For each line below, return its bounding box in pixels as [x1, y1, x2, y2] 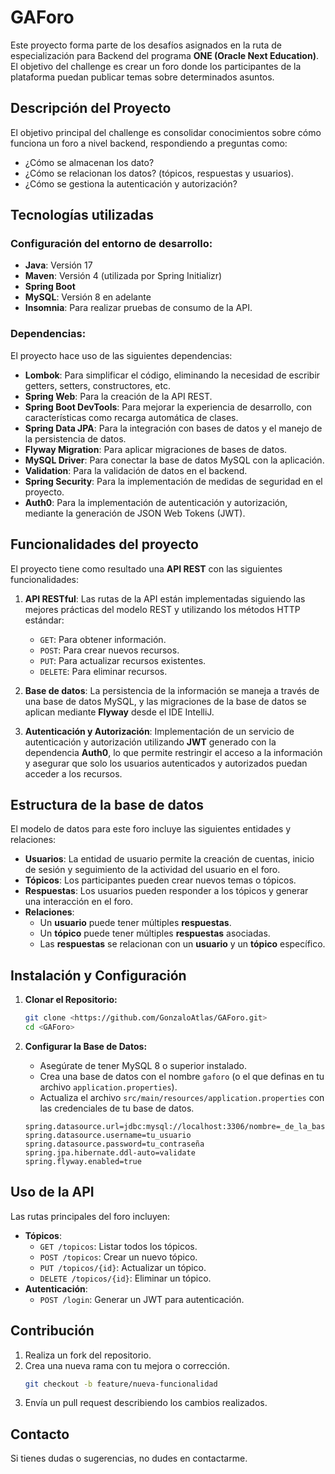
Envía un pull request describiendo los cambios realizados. [24, 1397, 268, 1409]
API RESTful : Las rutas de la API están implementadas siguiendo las [24, 592, 306, 605]
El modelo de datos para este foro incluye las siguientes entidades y [10, 823, 292, 835]
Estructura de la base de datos [10, 796, 205, 813]
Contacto [10, 1426, 70, 1443]
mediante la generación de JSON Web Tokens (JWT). [24, 507, 246, 519]
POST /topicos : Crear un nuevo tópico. [39, 1251, 198, 1263]
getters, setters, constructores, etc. [24, 379, 171, 391]
